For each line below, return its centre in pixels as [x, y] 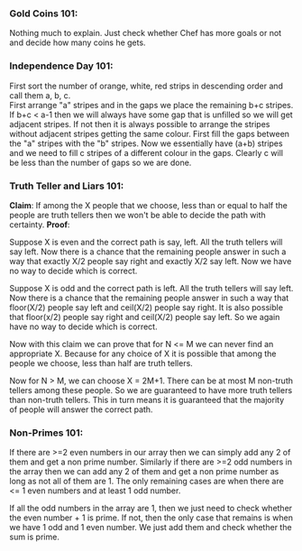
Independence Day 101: [61, 66]
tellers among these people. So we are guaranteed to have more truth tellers [151, 390]
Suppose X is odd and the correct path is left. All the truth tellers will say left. [151, 288]
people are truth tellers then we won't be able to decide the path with [137, 215]
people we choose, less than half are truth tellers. [101, 363]
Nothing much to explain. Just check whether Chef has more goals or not [146, 33]
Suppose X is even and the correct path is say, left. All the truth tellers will [146, 242]
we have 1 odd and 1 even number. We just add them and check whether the [151, 528]
